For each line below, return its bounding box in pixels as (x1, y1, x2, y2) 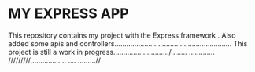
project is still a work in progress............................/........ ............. (8, 47, 215, 56)
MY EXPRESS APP (8, 5, 129, 23)
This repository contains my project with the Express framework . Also (8, 31, 236, 40)
